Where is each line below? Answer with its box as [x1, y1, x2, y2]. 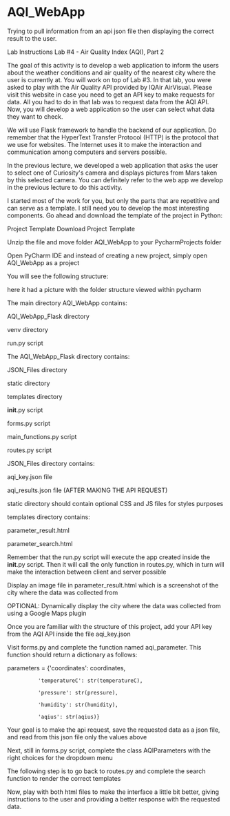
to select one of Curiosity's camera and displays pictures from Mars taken [7, 168, 218, 177]
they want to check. [7, 112, 63, 121]
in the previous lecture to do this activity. [7, 183, 123, 191]
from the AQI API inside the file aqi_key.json [7, 630, 131, 638]
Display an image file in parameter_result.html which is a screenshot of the [7, 581, 219, 589]
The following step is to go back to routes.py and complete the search [7, 767, 206, 775]
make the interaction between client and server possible [7, 567, 167, 576]
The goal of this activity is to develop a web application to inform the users [7, 61, 219, 69]
